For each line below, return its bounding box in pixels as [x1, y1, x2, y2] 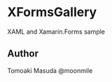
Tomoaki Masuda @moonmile [7, 66, 93, 74]
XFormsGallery [7, 4, 97, 20]
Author [7, 48, 38, 60]
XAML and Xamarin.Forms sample [7, 27, 106, 36]
